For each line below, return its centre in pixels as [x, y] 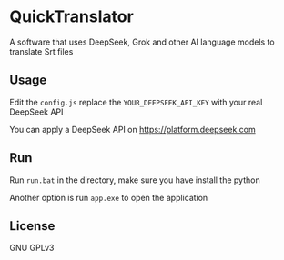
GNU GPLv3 [32, 248]
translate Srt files [41, 51]
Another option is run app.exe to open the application [109, 197]
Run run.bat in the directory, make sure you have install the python [135, 180]
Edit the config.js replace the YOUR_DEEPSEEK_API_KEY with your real [136, 102]
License [32, 226]
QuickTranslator [71, 17]
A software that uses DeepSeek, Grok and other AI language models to [142, 42]
